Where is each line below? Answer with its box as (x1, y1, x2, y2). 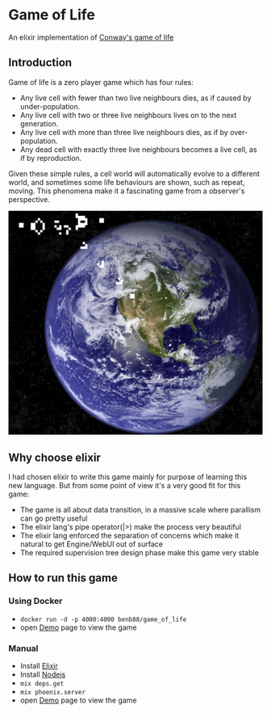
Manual (8, 643, 39, 654)
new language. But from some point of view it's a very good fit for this (8, 481, 241, 491)
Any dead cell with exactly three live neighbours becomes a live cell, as (19, 144, 257, 154)
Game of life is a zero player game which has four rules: (8, 77, 194, 86)
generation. (19, 119, 59, 129)
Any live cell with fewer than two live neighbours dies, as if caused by (19, 93, 252, 103)
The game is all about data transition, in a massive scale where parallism (19, 505, 261, 515)
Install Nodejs (19, 669, 66, 679)
